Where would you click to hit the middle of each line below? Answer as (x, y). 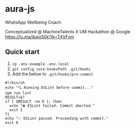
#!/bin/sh (15, 83)
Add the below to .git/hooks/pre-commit (53, 74)
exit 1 (16, 110)
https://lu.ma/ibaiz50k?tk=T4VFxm (40, 37)
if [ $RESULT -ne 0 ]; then (34, 101)
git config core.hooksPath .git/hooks (51, 69)
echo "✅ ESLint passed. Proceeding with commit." (57, 118)
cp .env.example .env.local (40, 64)
